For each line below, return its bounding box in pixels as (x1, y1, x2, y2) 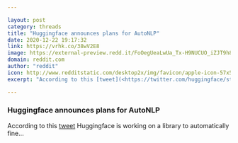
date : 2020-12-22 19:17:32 (7, 36, 87, 43)
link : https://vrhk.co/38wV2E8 (7, 43, 100, 50)
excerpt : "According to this (7, 76, 93, 83)
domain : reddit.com (7, 56, 65, 64)
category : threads (7, 23, 62, 30)
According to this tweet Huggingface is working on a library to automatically (7, 121, 229, 130)
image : (7, 50, 27, 57)
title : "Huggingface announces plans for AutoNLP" (7, 30, 160, 37)
